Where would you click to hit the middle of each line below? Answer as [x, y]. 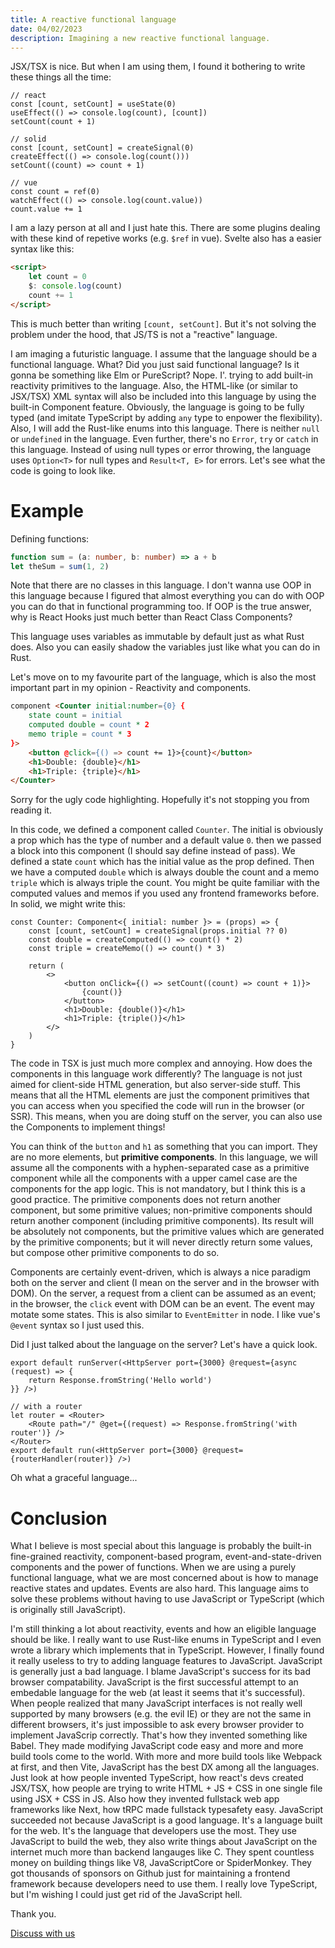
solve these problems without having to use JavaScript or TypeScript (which [167, 1599]
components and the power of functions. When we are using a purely [153, 1567]
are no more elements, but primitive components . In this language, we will [164, 1157]
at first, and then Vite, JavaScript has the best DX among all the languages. [165, 1767]
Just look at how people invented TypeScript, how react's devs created [157, 1778]
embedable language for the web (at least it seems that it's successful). [158, 1693]
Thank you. [33, 1914]
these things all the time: [61, 77]
